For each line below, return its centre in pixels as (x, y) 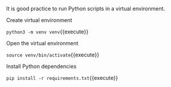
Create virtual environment (39, 20)
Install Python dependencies (41, 66)
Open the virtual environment (42, 43)
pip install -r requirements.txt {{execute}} (62, 78)
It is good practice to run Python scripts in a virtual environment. (86, 9)
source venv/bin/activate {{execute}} (53, 55)
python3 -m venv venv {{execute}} (47, 32)
